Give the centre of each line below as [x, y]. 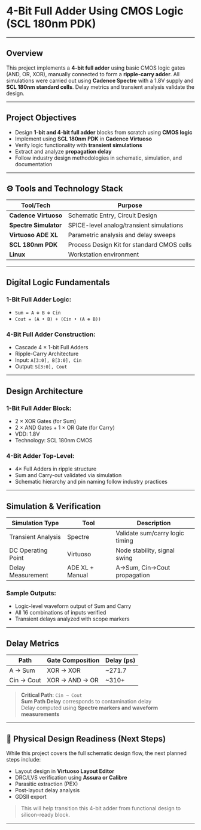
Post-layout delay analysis [47, 790]
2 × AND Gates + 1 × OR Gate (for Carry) [65, 428]
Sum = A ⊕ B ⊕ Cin [38, 313]
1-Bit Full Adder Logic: [39, 299]
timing [124, 541]
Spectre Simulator [36, 225]
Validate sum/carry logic [150, 534]
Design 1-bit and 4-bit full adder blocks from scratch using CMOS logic [103, 132]
